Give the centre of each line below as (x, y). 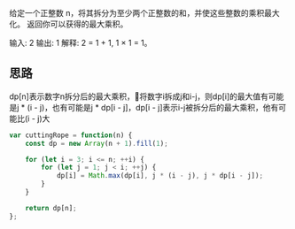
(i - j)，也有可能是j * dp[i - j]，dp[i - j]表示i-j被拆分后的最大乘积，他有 (153, 107)
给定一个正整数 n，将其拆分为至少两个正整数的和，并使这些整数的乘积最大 (145, 13)
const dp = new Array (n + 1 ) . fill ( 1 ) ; (97, 143)
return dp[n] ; (51, 208)
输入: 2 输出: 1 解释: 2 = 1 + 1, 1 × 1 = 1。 (81, 43)
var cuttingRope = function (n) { (71, 135)
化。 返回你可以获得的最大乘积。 (69, 24)
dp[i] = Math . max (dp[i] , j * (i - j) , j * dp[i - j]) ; (160, 176)
